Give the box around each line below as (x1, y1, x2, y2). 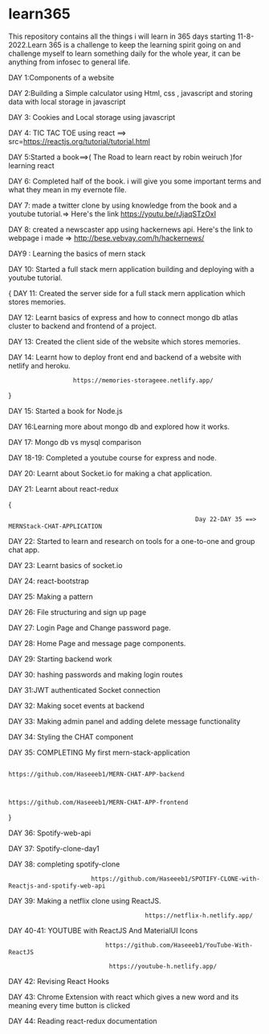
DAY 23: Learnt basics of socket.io (8, 560, 123, 570)
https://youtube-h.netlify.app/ (108, 962, 218, 970)
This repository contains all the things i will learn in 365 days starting (8, 31, 236, 41)
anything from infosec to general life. (8, 57, 131, 67)
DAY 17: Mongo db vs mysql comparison (8, 437, 142, 447)
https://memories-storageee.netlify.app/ (72, 376, 214, 385)
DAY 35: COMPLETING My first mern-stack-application (8, 748, 190, 757)
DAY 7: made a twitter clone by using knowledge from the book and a (8, 200, 238, 210)
